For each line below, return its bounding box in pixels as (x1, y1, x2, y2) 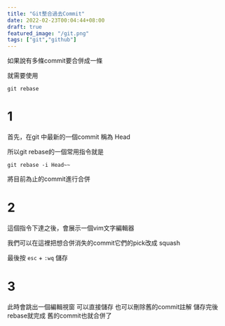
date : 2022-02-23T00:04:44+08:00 (7, 17, 105, 24)
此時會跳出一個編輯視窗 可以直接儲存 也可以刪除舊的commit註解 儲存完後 (7, 302, 219, 311)
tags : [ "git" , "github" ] (7, 36, 77, 43)
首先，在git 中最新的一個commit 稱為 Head (7, 133, 131, 141)
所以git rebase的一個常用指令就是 (7, 148, 104, 156)
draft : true (7, 23, 42, 30)
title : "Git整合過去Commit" (7, 10, 86, 18)
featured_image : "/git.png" (7, 29, 90, 37)
